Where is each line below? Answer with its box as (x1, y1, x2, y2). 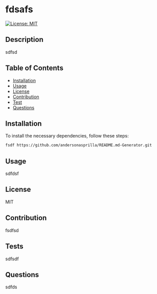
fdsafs (5, 4, 33, 15)
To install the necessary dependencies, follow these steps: (5, 133, 129, 139)
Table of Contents (5, 64, 64, 73)
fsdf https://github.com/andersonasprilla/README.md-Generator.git (5, 143, 152, 148)
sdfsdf (5, 256, 19, 262)
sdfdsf (5, 170, 19, 177)
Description (5, 35, 43, 44)
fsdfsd (5, 227, 19, 233)
